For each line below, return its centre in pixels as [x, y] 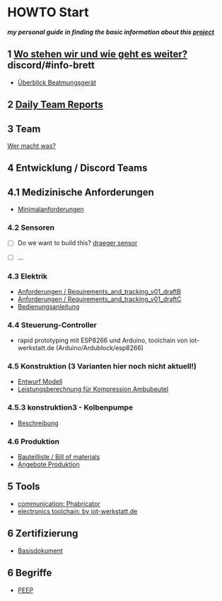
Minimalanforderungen [51, 209]
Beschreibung [38, 423]
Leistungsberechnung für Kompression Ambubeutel [93, 389]
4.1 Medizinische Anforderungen [81, 192]
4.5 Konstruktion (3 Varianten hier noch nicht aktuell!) [102, 366]
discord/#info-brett [51, 66]
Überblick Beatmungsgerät [57, 82]
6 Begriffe [30, 573]
